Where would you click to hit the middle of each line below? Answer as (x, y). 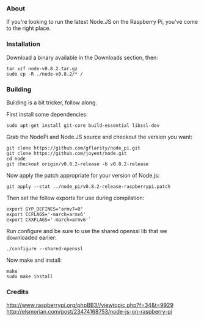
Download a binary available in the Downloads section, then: (82, 57)
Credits (17, 292)
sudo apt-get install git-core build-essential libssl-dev (83, 125)
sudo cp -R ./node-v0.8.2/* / (45, 74)
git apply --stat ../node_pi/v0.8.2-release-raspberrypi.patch (89, 186)
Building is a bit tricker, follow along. (52, 103)
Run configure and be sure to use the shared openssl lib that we (87, 231)
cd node (16, 159)
